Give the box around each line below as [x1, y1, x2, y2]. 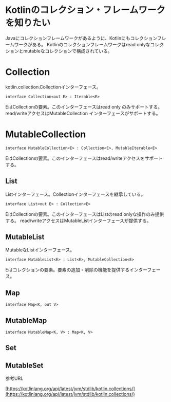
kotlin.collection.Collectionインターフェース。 [5, 84, 101, 90]
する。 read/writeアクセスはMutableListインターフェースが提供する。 [5, 217, 151, 224]
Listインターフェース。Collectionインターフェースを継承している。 [5, 191, 145, 197]
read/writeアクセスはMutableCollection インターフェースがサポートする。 [5, 110, 161, 116]
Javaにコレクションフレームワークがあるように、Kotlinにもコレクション [5, 35, 158, 41]
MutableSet [5, 361, 44, 370]
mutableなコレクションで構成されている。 [23, 48, 112, 54]
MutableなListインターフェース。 [5, 247, 75, 253]
